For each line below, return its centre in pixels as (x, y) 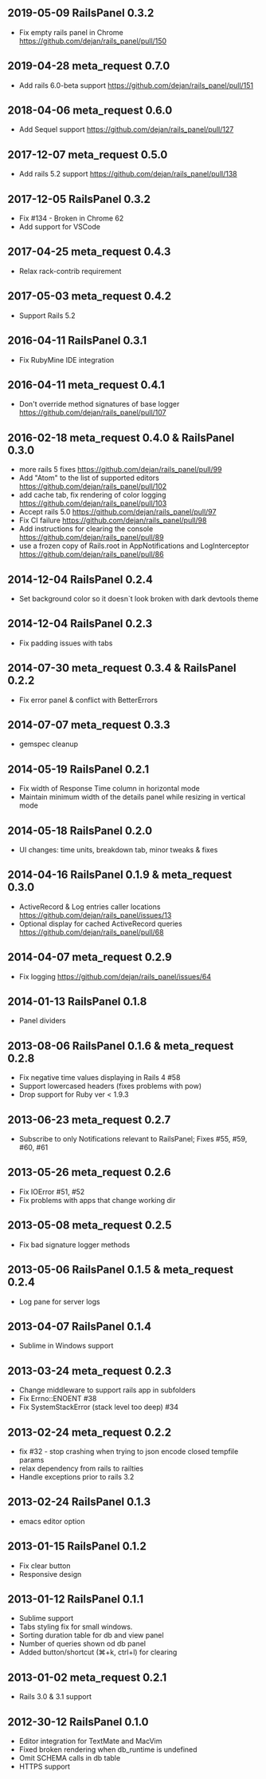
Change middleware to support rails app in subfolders (107, 1390)
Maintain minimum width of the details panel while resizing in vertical (132, 797)
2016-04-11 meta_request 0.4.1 (86, 385)
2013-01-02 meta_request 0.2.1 (87, 1677)
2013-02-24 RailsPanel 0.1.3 (79, 1502)
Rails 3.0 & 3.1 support (55, 1697)
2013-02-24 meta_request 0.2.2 (90, 1432)
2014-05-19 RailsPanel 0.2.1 (78, 769)
